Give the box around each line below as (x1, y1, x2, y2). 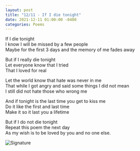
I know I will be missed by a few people (5, 41, 88, 48)
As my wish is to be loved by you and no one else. (5, 130, 111, 136)
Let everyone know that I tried (5, 62, 69, 68)
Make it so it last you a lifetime (5, 109, 69, 115)
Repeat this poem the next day (5, 124, 70, 131)
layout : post (5, 7, 33, 13)
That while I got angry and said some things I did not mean (5, 83, 129, 89)
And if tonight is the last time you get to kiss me (5, 98, 106, 104)
